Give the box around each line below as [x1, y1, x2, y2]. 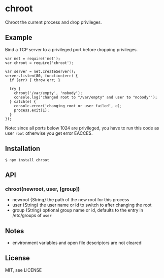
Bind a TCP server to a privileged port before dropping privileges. [5, 46, 138, 52]
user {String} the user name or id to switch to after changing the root [12, 202, 152, 208]
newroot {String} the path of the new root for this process [12, 197, 130, 203]
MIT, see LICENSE [5, 267, 42, 273]
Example [5, 33, 33, 42]
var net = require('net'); [5, 56, 61, 61]
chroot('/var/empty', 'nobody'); [14, 91, 83, 95]
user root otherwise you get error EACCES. [5, 130, 93, 136]
